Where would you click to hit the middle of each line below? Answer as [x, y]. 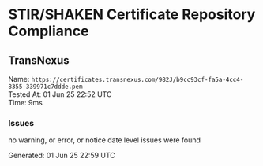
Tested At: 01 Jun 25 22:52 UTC [60, 94]
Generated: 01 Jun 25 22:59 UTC [62, 156]
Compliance [49, 31]
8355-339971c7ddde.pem [45, 87]
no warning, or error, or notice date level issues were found [105, 140]
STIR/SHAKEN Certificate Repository [132, 15]
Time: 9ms [26, 103]
